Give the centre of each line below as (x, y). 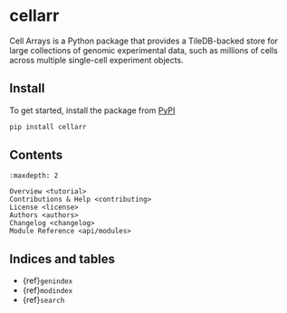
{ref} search (43, 300)
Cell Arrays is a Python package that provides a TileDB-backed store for (144, 41)
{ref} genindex (48, 280)
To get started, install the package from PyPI (92, 110)
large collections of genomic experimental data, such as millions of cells (143, 50)
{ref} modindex (48, 290)
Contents (36, 155)
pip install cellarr (48, 127)
